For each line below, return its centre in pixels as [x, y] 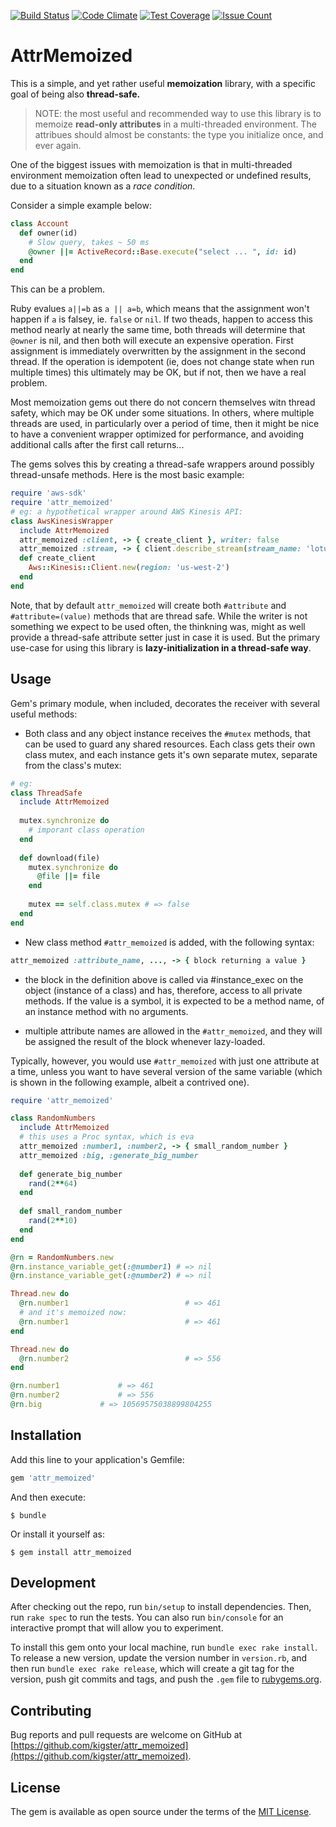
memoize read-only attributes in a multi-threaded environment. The [175, 124]
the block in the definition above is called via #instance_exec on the [164, 979]
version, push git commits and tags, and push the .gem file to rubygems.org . [166, 1679]
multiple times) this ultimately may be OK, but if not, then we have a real [158, 372]
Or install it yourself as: [57, 1534]
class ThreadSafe [46, 793]
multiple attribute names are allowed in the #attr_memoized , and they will [173, 1031]
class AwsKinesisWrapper [62, 521]
